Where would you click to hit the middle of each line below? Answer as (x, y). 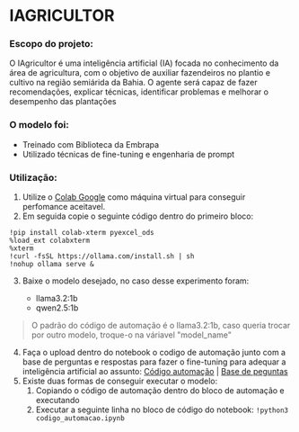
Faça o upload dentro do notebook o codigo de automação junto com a (154, 353)
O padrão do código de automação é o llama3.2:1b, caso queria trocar (161, 326)
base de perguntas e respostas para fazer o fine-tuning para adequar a (154, 362)
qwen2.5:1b (57, 308)
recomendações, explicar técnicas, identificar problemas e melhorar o (139, 92)
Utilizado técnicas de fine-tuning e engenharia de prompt (128, 154)
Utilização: (33, 177)
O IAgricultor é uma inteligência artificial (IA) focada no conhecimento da (144, 63)
